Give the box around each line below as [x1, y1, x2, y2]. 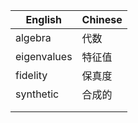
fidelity [15, 69, 48, 82]
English [25, 13, 62, 26]
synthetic [15, 87, 60, 101]
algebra [15, 31, 52, 44]
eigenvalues [15, 50, 73, 63]
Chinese [81, 13, 123, 26]
